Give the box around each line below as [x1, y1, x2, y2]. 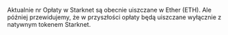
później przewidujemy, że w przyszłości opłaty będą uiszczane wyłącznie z [7, 13, 222, 21]
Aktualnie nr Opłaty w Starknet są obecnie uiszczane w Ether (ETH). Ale [7, 6, 212, 14]
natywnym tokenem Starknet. [7, 21, 91, 28]
